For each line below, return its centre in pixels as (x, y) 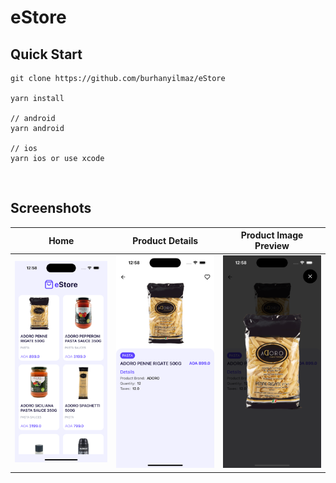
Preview (272, 246)
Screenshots (51, 208)
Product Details (165, 240)
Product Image (272, 235)
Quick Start (46, 54)
